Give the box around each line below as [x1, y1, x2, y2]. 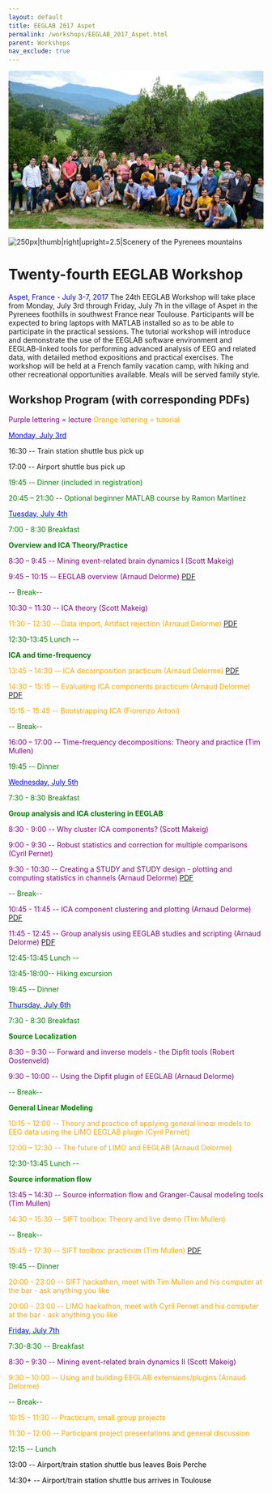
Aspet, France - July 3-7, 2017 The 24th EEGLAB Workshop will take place [8, 292, 256, 301]
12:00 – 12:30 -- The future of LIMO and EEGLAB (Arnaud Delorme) [8, 1142, 232, 1152]
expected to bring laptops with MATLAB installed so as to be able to [8, 318, 235, 327]
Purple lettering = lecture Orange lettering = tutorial [8, 414, 180, 424]
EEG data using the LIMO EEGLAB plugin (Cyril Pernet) [8, 1127, 190, 1137]
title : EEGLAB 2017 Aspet [8, 21, 96, 30]
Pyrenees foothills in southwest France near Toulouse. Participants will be [8, 309, 255, 319]
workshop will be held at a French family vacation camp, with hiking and [8, 360, 249, 370]
